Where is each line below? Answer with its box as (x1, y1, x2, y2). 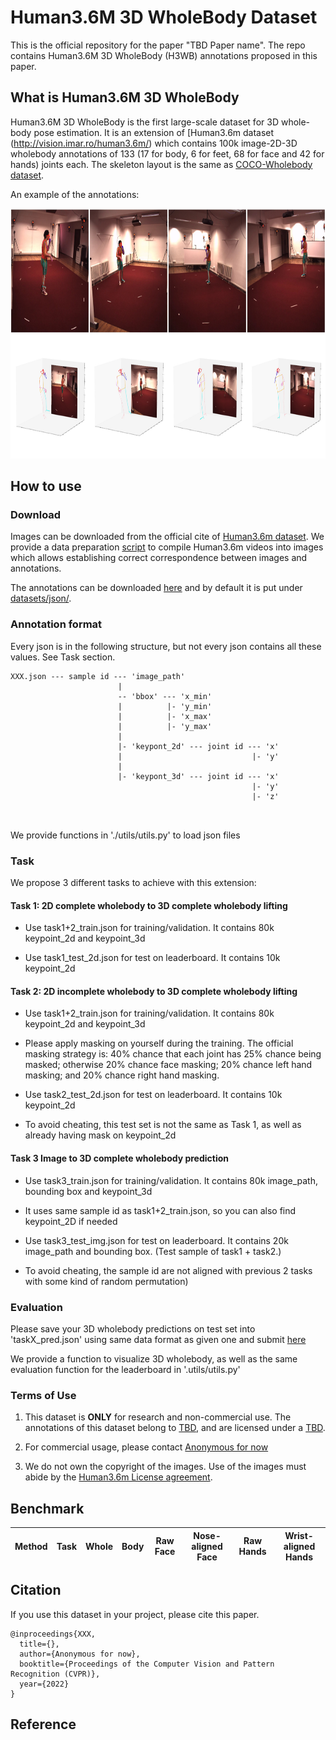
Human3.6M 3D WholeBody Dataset (10, 6, 318, 29)
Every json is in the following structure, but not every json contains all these (10, 640, 322, 652)
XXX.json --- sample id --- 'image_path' (10, 671, 186, 681)
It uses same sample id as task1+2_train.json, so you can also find (24, 1204, 297, 1216)
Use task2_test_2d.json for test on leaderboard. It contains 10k (24, 1089, 283, 1101)
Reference (10, 1716, 77, 1733)
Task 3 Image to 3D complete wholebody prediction (10, 1152, 230, 1165)
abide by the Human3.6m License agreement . (24, 1471, 213, 1483)
